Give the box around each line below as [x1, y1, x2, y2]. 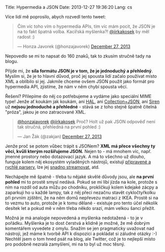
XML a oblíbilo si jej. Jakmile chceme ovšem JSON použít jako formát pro [5, 79, 155, 84]
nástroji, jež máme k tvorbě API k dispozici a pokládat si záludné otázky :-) [5, 231, 158, 237]
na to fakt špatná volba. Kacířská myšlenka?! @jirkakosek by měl [17, 29, 150, 34]
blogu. [5, 58, 18, 64]
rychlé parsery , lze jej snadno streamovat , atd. [5, 164, 100, 170]
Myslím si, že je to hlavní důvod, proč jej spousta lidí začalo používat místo [5, 73, 157, 79]
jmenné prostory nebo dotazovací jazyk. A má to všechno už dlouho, [5, 153, 146, 159]
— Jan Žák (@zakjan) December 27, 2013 [17, 134, 102, 139]
